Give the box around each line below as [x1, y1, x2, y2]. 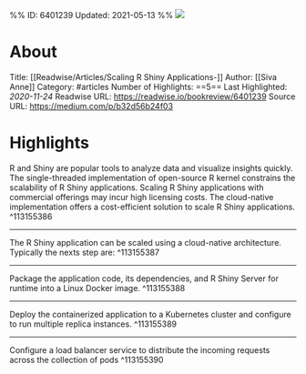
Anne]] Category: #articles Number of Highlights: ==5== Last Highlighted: [9, 81, 288, 92]
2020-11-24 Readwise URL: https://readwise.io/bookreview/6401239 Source [9, 91, 296, 102]
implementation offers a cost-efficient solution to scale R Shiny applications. [9, 201, 296, 212]
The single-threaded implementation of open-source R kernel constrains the [9, 172, 296, 183]
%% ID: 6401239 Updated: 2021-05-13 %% [9, 10, 174, 20]
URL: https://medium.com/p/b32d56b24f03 [9, 100, 174, 111]
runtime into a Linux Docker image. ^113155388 [9, 282, 186, 293]
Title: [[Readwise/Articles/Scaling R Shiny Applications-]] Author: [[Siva [9, 71, 278, 82]
